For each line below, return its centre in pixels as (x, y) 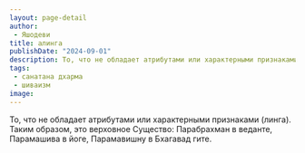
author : (24, 26)
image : (22, 93)
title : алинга (36, 43)
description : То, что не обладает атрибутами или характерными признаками (154, 60)
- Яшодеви (32, 34)
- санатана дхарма (48, 77)
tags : (20, 69)
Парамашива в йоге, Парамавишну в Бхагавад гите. (111, 139)
